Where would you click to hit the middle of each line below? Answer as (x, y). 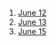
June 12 (32, 13)
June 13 (32, 22)
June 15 (32, 31)
